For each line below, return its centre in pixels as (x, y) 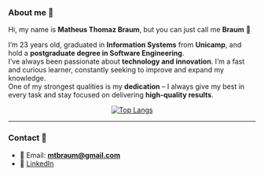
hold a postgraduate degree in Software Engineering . (96, 53)
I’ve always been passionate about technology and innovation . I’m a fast (126, 61)
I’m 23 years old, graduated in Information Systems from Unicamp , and (125, 45)
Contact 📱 (27, 138)
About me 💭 (31, 13)
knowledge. (27, 79)
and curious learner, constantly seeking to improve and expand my (116, 70)
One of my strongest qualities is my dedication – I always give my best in (126, 86)
